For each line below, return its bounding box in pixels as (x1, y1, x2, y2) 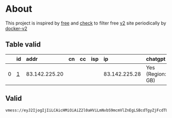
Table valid (5, 40, 41, 49)
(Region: (145, 70, 166, 77)
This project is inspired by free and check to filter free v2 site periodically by (5, 20, 166, 26)
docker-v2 (5, 25, 28, 31)
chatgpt (145, 55, 166, 62)
